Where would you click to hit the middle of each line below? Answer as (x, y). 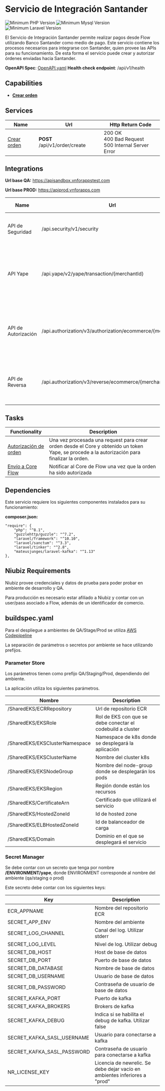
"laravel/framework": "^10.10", (47, 539)
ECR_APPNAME (26, 911)
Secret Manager (25, 857)
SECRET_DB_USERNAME (36, 976)
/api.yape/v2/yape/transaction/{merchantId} (93, 274)
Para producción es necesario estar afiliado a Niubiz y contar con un (74, 597)
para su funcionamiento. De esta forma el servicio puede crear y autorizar (80, 53)
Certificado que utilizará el (126, 799)
